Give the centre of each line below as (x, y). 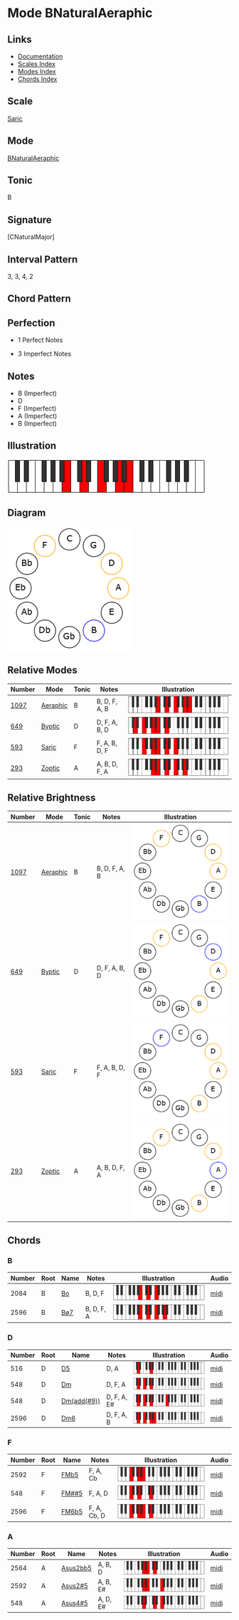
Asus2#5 (75, 1586)
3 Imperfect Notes (44, 354)
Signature (30, 219)
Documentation (40, 56)
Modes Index (37, 71)
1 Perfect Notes (40, 340)
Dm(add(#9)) (81, 1401)
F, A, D (99, 1493)
